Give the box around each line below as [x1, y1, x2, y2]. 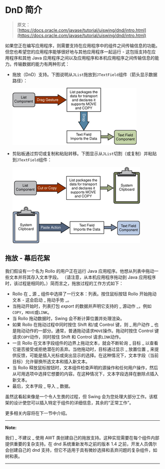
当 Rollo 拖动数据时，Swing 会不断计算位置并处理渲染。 [12, 315, 125, 321]
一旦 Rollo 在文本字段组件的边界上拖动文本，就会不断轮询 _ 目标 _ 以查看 [12, 340, 159, 346]
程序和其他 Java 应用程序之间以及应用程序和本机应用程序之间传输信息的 [9, 55, 155, 61]
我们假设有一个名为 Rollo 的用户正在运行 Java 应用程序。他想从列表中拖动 [5, 268, 155, 274]
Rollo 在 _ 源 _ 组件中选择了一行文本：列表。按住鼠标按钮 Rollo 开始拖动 [12, 291, 157, 297]
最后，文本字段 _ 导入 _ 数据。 [12, 383, 73, 389]
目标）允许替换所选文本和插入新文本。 [12, 358, 90, 364]
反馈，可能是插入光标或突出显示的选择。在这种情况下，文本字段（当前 [16, 352, 159, 358]
